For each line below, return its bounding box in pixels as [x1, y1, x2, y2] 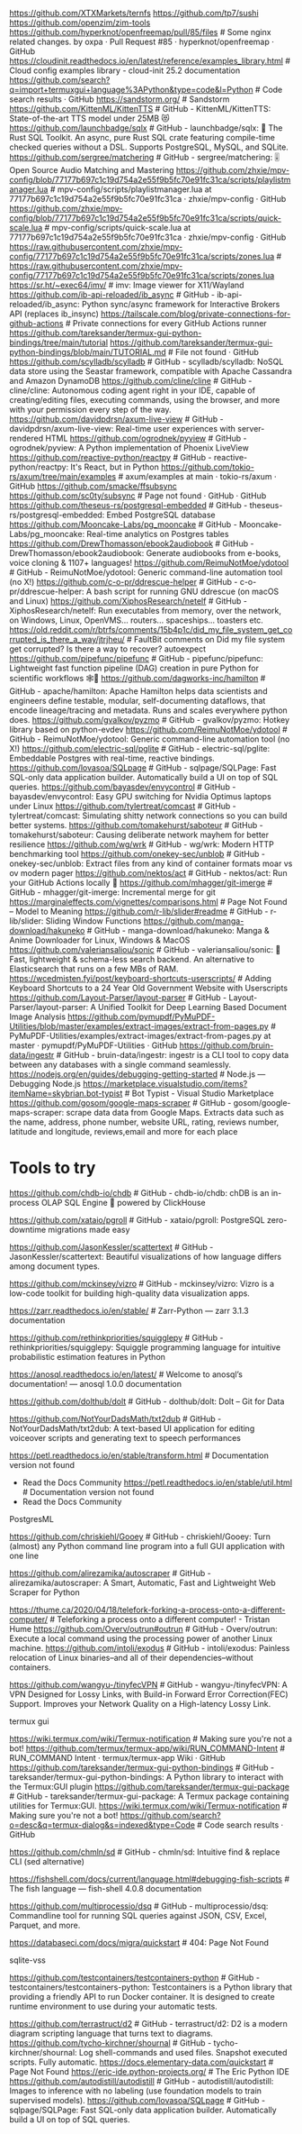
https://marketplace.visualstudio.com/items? [82, 1079, 248, 1089]
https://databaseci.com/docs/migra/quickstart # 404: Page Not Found [9, 1937, 270, 1947]
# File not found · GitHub [167, 347, 259, 357]
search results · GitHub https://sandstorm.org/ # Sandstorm [9, 94, 230, 105]
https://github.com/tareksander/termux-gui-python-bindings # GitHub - [9, 1762, 275, 1773]
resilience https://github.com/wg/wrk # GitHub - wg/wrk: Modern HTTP [9, 839, 274, 850]
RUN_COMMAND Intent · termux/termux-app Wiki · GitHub [9, 1752, 226, 1763]
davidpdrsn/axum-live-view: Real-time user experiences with [9, 424, 236, 433]
